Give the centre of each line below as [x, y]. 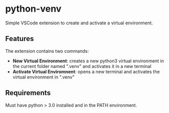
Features [20, 39]
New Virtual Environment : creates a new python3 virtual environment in [88, 61]
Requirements [28, 93]
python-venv [33, 9]
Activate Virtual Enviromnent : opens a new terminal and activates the [86, 71]
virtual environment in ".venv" [44, 77]
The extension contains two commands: [47, 51]
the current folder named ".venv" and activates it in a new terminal [82, 66]
